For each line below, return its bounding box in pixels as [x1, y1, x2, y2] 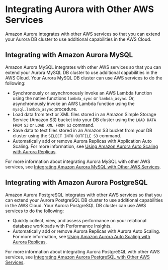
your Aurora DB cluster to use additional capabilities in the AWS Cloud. [5, 36, 152, 42]
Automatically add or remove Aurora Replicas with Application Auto [12, 138, 152, 144]
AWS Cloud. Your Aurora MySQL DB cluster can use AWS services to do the [5, 74, 162, 81]
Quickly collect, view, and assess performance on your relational [12, 217, 147, 223]
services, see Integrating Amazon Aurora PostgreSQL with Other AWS [5, 254, 150, 260]
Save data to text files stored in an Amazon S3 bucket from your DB [12, 127, 152, 133]
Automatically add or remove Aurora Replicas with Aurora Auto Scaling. [12, 228, 160, 234]
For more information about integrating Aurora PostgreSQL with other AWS [5, 248, 160, 254]
